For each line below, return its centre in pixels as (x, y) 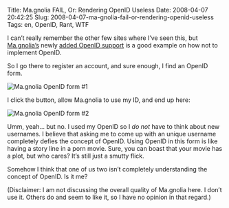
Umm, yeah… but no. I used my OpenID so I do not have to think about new (113, 126)
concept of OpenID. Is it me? (47, 176)
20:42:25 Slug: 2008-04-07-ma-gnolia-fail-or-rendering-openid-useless (111, 17)
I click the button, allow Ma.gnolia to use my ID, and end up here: (99, 100)
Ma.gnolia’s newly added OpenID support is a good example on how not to (112, 45)
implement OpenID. (34, 52)
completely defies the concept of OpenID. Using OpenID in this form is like (112, 141)
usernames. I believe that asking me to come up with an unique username (112, 134)
